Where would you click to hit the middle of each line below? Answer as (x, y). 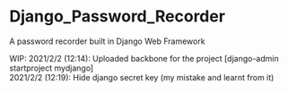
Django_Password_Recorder (118, 17)
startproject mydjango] (52, 68)
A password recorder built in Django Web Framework (107, 41)
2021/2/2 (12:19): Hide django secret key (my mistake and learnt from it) (142, 77)
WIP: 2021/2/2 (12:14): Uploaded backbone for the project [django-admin (144, 58)
